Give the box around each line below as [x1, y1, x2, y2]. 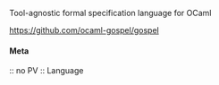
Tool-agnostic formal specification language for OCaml [9, 8, 212, 18]
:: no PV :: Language [9, 65, 84, 76]
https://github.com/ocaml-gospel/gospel [9, 25, 159, 35]
